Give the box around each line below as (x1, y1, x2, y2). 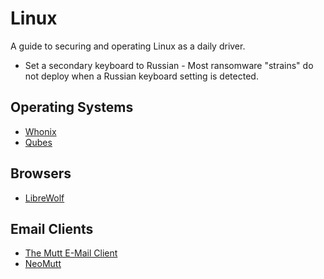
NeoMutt (24, 258, 62, 270)
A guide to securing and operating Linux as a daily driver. (10, 40, 246, 52)
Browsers (10, 165, 72, 182)
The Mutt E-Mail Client (24, 247, 118, 259)
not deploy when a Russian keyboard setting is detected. (24, 70, 259, 82)
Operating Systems (10, 99, 134, 116)
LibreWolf (24, 192, 65, 204)
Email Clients (10, 220, 94, 237)
